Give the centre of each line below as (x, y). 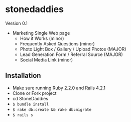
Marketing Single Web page (41, 33)
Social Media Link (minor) (46, 59)
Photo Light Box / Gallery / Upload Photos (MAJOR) (73, 49)
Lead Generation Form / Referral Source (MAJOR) (71, 54)
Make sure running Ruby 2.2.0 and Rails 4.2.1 (59, 88)
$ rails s (23, 115)
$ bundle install (31, 104)
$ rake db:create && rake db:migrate (52, 109)
